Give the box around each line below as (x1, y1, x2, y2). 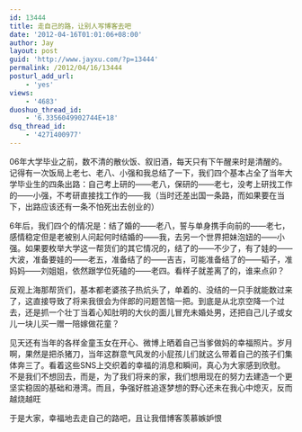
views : (9, 88, 34, 97)
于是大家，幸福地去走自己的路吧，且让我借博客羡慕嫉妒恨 (9, 412, 222, 423)
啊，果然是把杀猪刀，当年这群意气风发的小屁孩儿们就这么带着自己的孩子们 (9, 348, 285, 359)
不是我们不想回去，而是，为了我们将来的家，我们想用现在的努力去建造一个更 (9, 371, 293, 382)
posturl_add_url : (9, 72, 75, 81)
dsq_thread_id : (9, 122, 67, 131)
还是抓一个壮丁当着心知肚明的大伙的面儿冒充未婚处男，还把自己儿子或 (24, 307, 285, 318)
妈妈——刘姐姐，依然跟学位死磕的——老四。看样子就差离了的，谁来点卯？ (9, 265, 285, 275)
